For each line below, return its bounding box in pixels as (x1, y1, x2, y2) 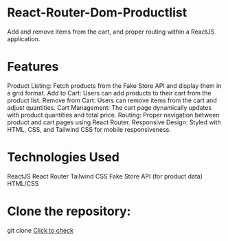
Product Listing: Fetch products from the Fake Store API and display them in (7, 81, 222, 90)
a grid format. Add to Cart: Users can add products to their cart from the (7, 89, 212, 97)
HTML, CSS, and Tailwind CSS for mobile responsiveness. (7, 125, 172, 133)
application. (7, 34, 41, 43)
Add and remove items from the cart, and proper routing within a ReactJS (7, 27, 215, 36)
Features (7, 59, 59, 75)
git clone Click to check (7, 226, 74, 234)
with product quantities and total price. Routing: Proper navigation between (7, 111, 220, 119)
